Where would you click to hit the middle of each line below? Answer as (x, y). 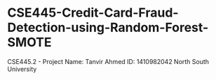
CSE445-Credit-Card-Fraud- (93, 13)
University (22, 69)
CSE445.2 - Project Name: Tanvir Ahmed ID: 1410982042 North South (108, 61)
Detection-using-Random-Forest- (108, 27)
